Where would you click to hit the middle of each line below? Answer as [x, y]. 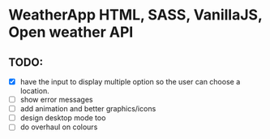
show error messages [56, 100]
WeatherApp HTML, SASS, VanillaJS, [135, 15]
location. [35, 91]
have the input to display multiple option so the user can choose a [130, 82]
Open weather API [71, 32]
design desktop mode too [63, 118]
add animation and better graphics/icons [88, 109]
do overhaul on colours [59, 127]
